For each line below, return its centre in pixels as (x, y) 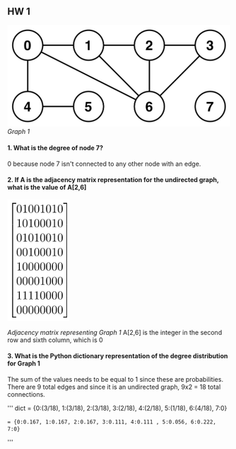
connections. (26, 394)
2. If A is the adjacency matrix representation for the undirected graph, (113, 180)
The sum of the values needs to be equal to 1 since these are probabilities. (116, 379)
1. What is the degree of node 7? (55, 147)
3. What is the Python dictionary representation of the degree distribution (118, 356)
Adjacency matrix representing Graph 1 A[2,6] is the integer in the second (115, 332)
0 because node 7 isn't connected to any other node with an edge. (104, 164)
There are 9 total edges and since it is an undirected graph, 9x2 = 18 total (114, 387)
